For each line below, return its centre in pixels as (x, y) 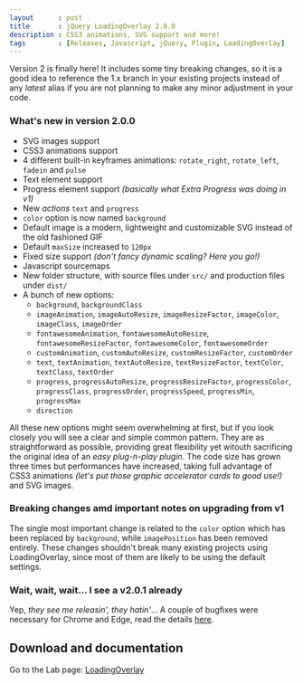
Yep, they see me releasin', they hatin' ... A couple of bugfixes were (134, 610)
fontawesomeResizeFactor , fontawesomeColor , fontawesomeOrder (152, 342)
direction (55, 411)
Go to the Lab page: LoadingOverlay (77, 670)
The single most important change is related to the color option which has (147, 528)
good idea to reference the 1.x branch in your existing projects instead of (145, 79)
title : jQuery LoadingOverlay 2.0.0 (93, 26)
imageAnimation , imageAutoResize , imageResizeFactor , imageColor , (157, 314)
